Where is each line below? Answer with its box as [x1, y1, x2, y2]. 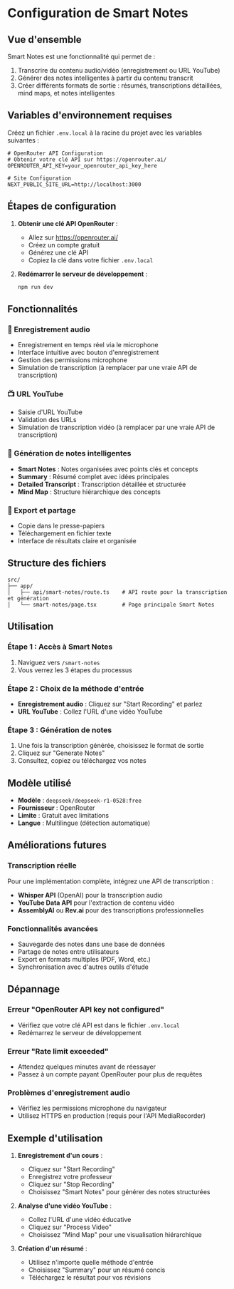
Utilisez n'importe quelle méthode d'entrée [28, 1258, 154, 1267]
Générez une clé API [28, 248, 89, 257]
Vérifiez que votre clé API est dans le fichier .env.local [17, 1021, 180, 1029]
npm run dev [17, 283, 53, 290]
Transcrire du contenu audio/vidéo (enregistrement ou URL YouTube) [17, 66, 220, 74]
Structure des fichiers [7, 558, 107, 570]
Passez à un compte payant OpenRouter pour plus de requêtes [17, 1069, 203, 1078]
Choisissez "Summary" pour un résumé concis [28, 1265, 166, 1274]
